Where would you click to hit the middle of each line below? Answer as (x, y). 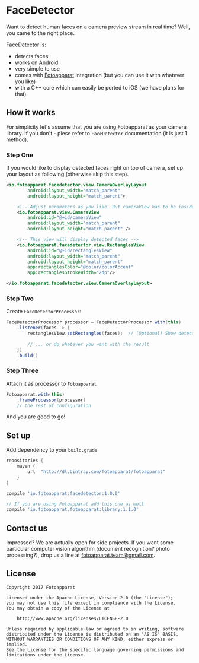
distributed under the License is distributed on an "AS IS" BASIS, (92, 634)
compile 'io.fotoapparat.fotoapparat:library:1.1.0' (73, 510)
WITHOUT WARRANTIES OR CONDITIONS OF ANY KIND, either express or (90, 639)
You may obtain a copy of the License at (58, 608)
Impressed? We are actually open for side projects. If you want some (90, 543)
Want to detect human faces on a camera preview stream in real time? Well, (98, 27)
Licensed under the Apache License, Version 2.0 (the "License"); (90, 598)
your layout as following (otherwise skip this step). (68, 174)
